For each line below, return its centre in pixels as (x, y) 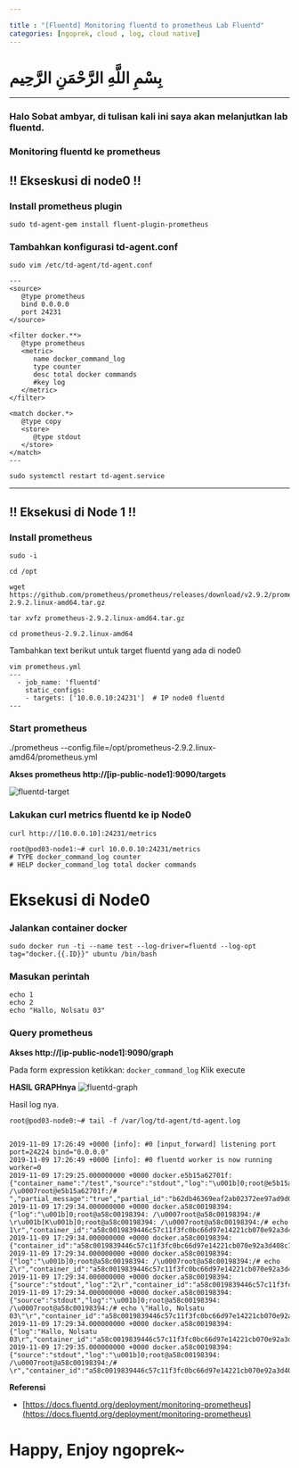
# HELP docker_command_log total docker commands (103, 865)
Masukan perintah (50, 976)
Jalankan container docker (69, 927)
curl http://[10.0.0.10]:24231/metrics (83, 834)
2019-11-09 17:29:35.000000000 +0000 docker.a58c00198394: (121, 1347)
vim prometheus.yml (45, 667)
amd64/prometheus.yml (53, 757)
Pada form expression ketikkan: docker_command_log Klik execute (127, 1070)
